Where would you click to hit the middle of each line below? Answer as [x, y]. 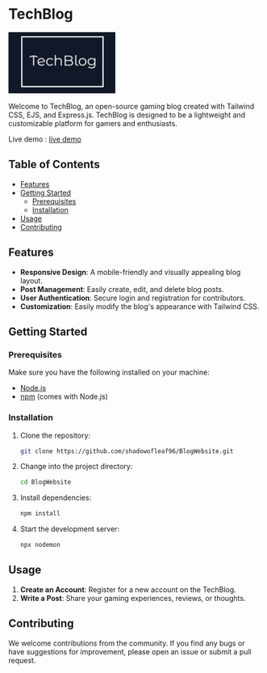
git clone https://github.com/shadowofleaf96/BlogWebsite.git [127, 451]
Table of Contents [54, 165]
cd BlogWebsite [46, 482]
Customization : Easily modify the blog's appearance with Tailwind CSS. [140, 306]
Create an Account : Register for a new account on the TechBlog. [128, 589]
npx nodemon [40, 545]
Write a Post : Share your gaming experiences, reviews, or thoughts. [133, 598]
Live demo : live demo [45, 139]
